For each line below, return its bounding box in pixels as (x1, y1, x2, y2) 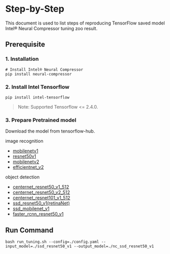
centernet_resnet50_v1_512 (12, 184, 69, 190)
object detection (5, 174, 40, 180)
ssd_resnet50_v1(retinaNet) (12, 200, 70, 207)
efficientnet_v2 (12, 164, 44, 170)
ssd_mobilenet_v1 (12, 206, 50, 212)
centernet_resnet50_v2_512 (12, 189, 70, 195)
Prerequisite (5, 40, 45, 49)
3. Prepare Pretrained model (5, 116, 77, 123)
